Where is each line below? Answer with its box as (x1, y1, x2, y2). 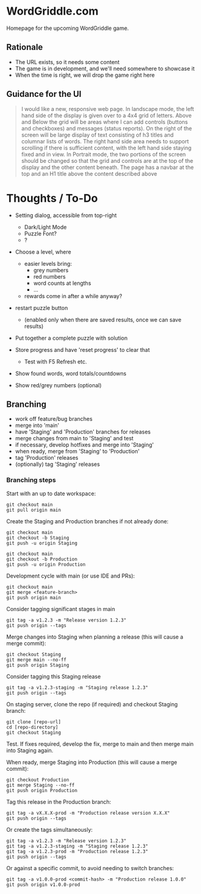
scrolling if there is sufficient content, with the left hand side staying (21, 144, 192, 151)
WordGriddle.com (6, 4, 99, 18)
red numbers (33, 273, 66, 280)
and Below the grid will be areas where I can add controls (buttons (21, 118, 188, 126)
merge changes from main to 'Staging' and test (15, 435, 134, 442)
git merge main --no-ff (6, 657, 67, 663)
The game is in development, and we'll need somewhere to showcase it (15, 65, 195, 72)
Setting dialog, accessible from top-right (15, 212, 117, 219)
